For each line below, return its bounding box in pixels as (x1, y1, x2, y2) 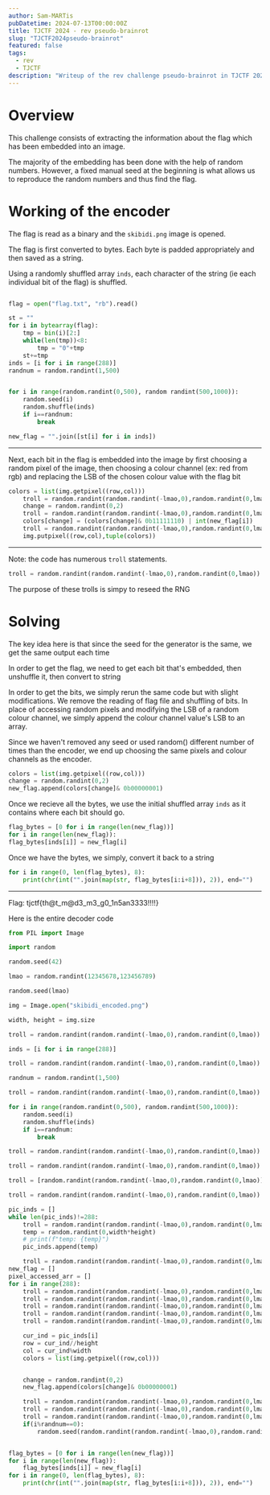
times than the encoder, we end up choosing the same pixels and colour (8, 745, 247, 755)
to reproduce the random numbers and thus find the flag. (8, 174, 198, 183)
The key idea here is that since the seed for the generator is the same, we (8, 639, 252, 648)
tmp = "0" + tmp (37, 343, 84, 352)
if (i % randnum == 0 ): (22, 1420, 84, 1428)
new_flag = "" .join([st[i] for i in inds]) (8, 432, 157, 441)
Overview (8, 106, 75, 125)
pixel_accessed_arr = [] (8, 1272, 92, 1280)
